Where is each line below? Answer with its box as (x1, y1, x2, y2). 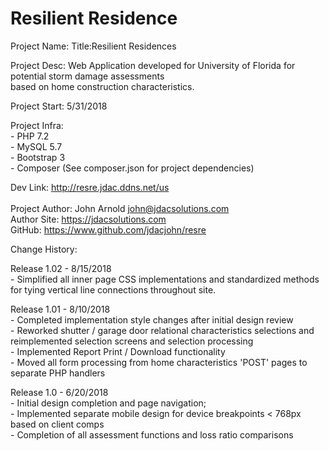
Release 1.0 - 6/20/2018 (10, 386, 109, 398)
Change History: (10, 243, 78, 255)
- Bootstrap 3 (10, 151, 66, 163)
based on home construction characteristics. (10, 80, 195, 92)
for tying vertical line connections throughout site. (10, 283, 217, 296)
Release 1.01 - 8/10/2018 (10, 303, 111, 315)
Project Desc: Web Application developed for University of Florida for (10, 59, 296, 71)
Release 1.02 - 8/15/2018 (10, 262, 112, 274)
